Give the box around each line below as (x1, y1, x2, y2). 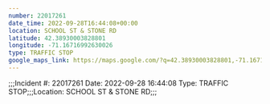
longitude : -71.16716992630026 (8, 42, 113, 50)
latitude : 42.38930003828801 (8, 34, 106, 42)
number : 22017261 (8, 11, 67, 20)
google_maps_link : (8, 57, 70, 65)
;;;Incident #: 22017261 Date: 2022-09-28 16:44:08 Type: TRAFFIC (8, 78, 229, 88)
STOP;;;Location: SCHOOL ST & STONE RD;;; (8, 86, 157, 96)
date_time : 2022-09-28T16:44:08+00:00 (8, 19, 138, 27)
